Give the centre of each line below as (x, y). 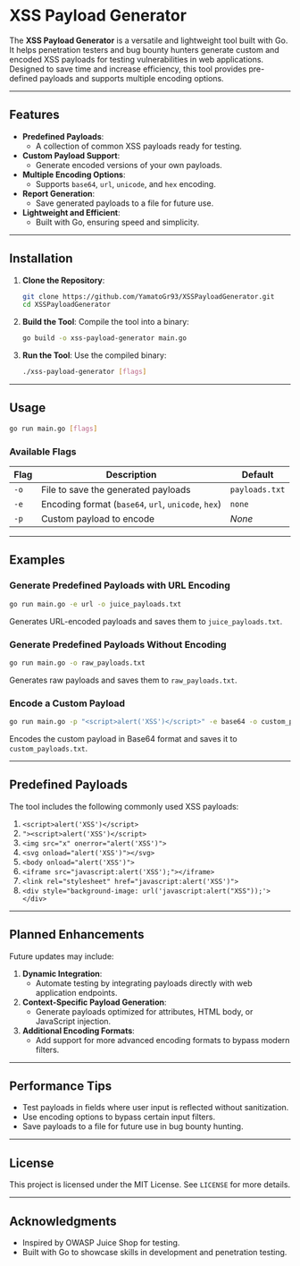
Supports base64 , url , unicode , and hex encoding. (125, 183)
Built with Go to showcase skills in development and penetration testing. (154, 1253)
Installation (41, 259)
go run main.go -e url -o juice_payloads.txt (95, 604)
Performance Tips (61, 1086)
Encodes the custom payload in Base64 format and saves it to (124, 738)
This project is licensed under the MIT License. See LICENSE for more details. (150, 1185)
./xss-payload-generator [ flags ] (84, 372)
